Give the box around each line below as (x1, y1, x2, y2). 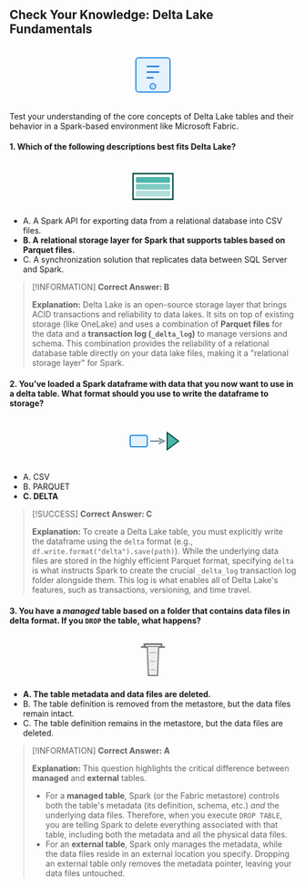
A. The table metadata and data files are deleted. (22, 689, 211, 700)
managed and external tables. (31, 773, 147, 784)
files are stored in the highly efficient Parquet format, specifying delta (31, 556, 294, 567)
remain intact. (22, 708, 75, 719)
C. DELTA (22, 491, 59, 502)
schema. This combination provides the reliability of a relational (31, 338, 269, 350)
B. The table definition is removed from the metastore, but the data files (22, 698, 291, 710)
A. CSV (22, 472, 50, 483)
